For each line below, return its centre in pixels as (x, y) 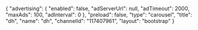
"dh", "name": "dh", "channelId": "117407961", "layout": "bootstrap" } (90, 21)
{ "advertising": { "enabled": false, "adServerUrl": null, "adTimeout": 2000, (97, 9)
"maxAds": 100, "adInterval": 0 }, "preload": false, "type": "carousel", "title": (99, 15)
